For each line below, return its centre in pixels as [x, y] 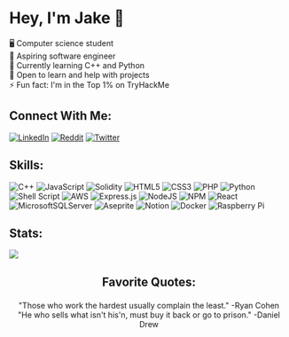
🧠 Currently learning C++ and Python [77, 65]
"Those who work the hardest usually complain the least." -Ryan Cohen [149, 305]
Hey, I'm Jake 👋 [67, 18]
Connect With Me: [61, 116]
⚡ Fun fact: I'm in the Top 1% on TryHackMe [90, 84]
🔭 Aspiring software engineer [62, 56]
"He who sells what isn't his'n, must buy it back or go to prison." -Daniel [149, 315]
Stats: [26, 233]
